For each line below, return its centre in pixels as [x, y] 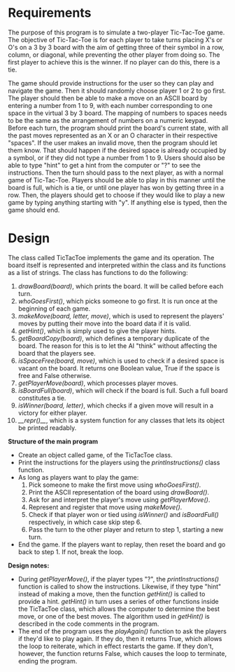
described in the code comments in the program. [88, 624]
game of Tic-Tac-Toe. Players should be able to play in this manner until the [117, 180]
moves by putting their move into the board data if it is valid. [105, 323]
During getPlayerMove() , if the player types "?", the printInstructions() [119, 579]
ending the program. [48, 661]
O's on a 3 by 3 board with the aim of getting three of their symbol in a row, [116, 47]
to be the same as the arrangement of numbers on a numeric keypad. [108, 120]
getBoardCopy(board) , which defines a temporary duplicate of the [114, 338]
